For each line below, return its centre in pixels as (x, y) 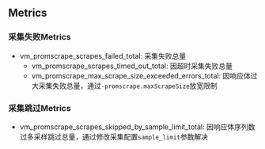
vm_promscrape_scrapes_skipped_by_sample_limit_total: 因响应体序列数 (137, 127)
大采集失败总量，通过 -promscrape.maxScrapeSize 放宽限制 (124, 86)
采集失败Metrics (40, 37)
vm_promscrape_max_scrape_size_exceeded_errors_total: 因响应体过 (144, 75)
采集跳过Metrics (40, 108)
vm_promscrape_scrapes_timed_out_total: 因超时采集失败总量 (132, 66)
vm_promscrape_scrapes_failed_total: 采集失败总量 (103, 55)
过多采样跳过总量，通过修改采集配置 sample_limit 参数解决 (114, 136)
